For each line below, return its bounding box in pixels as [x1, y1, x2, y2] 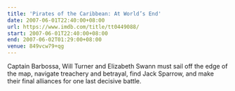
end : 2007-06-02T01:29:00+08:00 [7, 36, 102, 43]
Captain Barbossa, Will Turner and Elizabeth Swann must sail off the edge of [7, 62, 228, 70]
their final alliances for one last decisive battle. [7, 77, 142, 85]
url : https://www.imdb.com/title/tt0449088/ [7, 23, 140, 30]
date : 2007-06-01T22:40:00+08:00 [7, 17, 105, 24]
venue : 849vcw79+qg [7, 43, 65, 50]
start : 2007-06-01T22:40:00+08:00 [7, 29, 109, 37]
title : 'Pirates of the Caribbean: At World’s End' [7, 10, 161, 17]
